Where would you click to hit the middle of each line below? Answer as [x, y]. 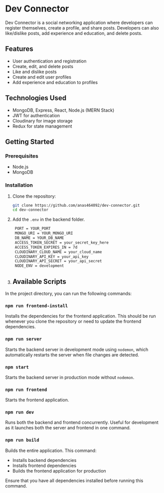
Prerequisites [22, 156]
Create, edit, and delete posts [43, 66]
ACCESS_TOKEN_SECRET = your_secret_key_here [62, 242]
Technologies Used [36, 98]
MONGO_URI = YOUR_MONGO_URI [44, 233]
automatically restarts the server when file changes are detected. [72, 355]
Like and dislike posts [35, 72]
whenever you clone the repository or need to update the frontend [73, 321]
